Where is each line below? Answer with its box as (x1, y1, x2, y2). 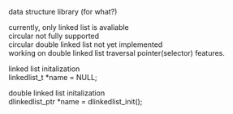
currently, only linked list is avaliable (8, 23, 130, 32)
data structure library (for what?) (8, 7, 118, 16)
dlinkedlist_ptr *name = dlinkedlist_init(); (8, 97, 143, 106)
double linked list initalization (8, 88, 106, 98)
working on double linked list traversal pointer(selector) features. (8, 49, 226, 57)
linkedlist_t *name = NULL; (8, 73, 97, 82)
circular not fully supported (8, 32, 100, 40)
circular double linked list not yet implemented (8, 40, 163, 49)
